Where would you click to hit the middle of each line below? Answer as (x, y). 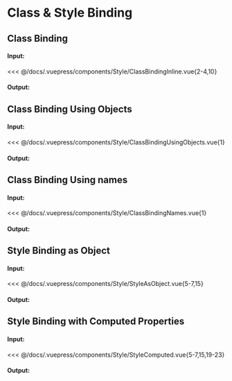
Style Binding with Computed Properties (96, 322)
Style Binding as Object (59, 251)
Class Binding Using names (68, 179)
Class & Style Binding (70, 13)
